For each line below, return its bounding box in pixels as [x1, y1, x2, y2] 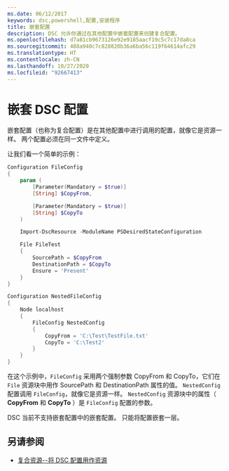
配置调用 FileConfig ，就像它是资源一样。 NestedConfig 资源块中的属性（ [7, 389, 217, 398]
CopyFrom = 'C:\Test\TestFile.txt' [44, 332, 149, 340]
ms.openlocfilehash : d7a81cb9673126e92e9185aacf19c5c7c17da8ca [7, 37, 196, 44]
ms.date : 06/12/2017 [7, 10, 68, 18]
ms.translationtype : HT [7, 50, 77, 57]
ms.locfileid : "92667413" [7, 69, 83, 76]
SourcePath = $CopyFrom [32, 254, 102, 262]
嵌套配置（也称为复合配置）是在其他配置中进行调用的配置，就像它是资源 [7, 126, 216, 134]
